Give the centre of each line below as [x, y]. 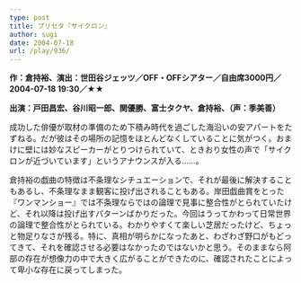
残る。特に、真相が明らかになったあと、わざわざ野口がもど [174, 236]
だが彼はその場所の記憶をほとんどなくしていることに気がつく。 [158, 138]
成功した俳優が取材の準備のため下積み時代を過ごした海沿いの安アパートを [147, 128]
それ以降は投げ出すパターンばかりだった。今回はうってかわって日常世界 [158, 214]
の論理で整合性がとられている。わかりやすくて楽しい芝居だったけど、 [139, 225]
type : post [30, 18]
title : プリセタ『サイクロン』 [60, 26]
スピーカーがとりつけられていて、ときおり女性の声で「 [166, 150]
